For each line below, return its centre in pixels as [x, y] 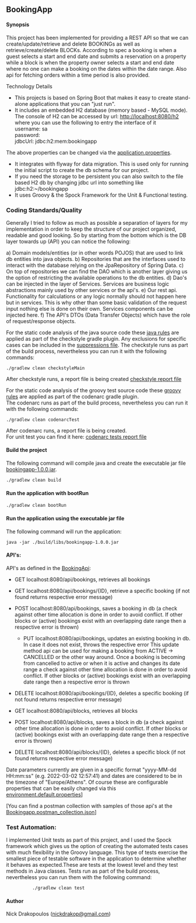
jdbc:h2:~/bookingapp [41, 188]
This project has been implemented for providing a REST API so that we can [97, 37]
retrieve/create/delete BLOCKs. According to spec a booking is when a [91, 50]
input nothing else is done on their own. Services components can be [90, 308]
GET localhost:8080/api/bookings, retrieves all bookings [82, 579]
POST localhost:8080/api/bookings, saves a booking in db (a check [96, 608]
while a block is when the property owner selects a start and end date [90, 62]
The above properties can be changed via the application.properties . [89, 152]
